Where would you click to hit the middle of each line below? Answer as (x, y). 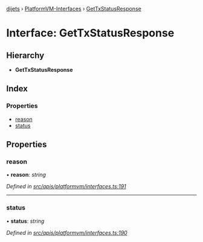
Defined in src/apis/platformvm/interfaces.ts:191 (66, 186)
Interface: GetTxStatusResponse (90, 33)
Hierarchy (25, 55)
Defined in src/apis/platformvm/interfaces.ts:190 (67, 232)
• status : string (25, 221)
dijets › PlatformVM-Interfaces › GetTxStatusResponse (74, 9)
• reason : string (26, 175)
